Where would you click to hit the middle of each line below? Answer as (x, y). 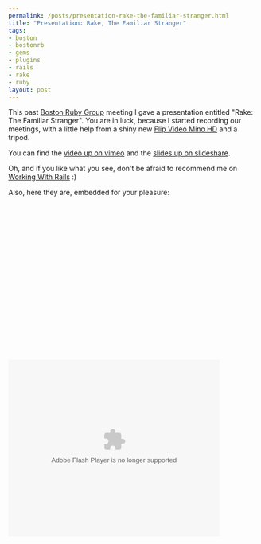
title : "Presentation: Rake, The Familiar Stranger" (97, 23)
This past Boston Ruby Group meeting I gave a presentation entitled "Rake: (130, 112)
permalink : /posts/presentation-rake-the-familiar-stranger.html (119, 16)
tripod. (19, 138)
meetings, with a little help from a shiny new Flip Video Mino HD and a (123, 129)
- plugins (25, 61)
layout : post (30, 90)
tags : (17, 30)
